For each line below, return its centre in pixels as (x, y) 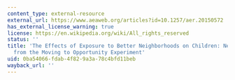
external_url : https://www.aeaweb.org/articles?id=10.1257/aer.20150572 (115, 20)
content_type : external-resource (56, 14)
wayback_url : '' (31, 65)
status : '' (23, 40)
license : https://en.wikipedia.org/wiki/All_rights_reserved (98, 33)
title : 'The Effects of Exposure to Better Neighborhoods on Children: (114, 46)
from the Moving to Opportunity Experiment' (79, 53)
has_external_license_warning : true (60, 26)
